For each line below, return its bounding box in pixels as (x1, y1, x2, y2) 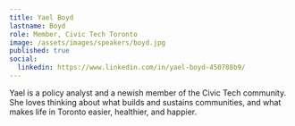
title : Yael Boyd (9, 13, 74, 22)
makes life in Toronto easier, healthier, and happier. (9, 106, 198, 117)
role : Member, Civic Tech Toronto (9, 29, 139, 38)
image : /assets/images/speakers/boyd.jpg (9, 38, 166, 47)
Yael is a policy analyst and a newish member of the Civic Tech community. (9, 87, 287, 98)
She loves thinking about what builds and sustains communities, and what (9, 97, 282, 107)
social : (9, 55, 38, 63)
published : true (9, 46, 70, 55)
